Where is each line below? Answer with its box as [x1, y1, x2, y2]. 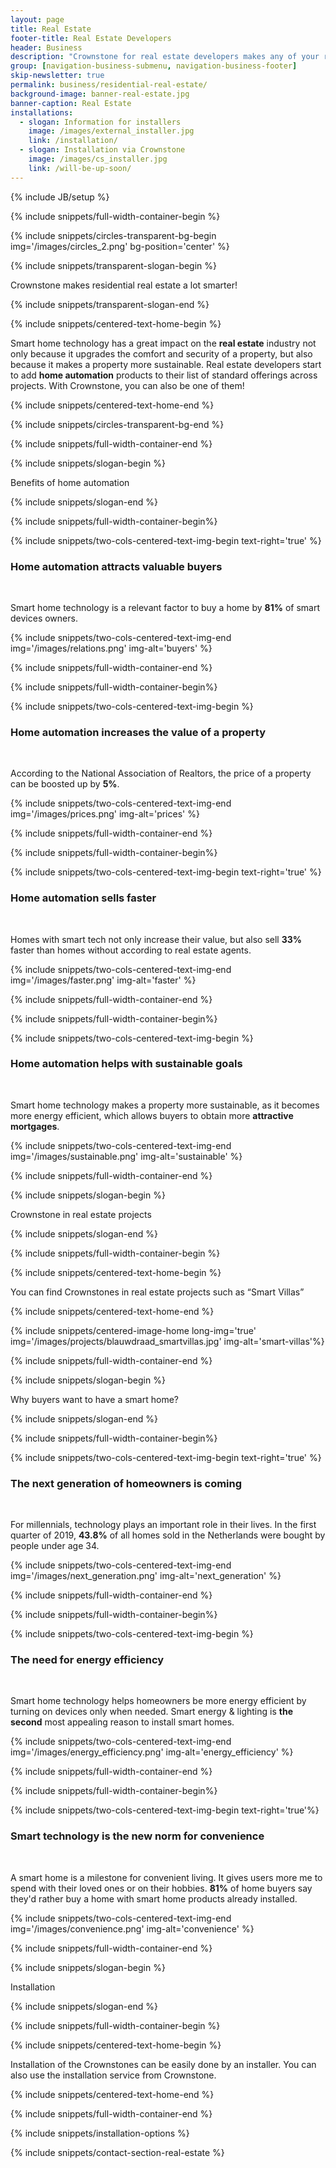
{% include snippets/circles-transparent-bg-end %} [10, 418, 225, 430]
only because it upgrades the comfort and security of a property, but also [10, 347, 313, 360]
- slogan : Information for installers [19, 117, 182, 127]
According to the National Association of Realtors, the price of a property [10, 767, 312, 780]
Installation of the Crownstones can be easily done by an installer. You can [10, 2058, 317, 2070]
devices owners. [10, 612, 78, 624]
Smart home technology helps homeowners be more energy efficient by [10, 1695, 307, 1707]
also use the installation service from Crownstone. [10, 2069, 217, 2081]
